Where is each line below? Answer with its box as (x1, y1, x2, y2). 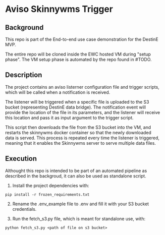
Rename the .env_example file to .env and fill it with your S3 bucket (12, 201, 149, 207)
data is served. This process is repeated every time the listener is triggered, (5, 135, 160, 141)
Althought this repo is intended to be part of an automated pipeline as (5, 168, 147, 174)
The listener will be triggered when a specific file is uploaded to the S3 (5, 99, 150, 105)
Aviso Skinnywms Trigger (5, 3, 113, 15)
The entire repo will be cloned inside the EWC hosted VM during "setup (5, 51, 151, 57)
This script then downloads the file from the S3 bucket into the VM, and (5, 124, 151, 130)
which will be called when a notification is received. (5, 89, 110, 95)
